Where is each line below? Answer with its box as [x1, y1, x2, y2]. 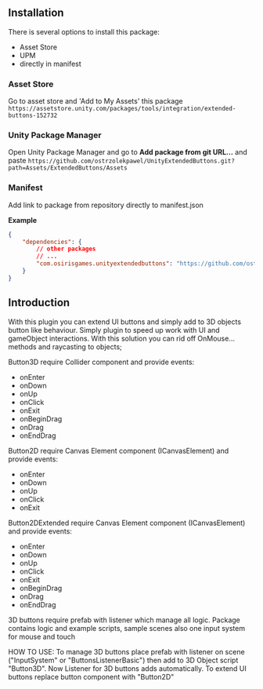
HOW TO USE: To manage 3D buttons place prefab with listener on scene [8, 647, 245, 656]
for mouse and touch [8, 632, 76, 641]
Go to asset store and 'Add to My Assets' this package [8, 97, 184, 106]
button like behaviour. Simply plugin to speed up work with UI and [8, 325, 221, 334]
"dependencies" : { [22, 238, 82, 246]
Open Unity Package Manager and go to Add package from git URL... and [8, 148, 248, 157]
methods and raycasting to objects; [8, 341, 123, 352]
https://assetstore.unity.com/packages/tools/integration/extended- [8, 105, 236, 113]
